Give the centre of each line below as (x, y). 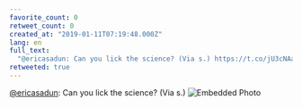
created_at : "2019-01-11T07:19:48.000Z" (86, 34)
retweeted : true (40, 68)
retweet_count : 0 (42, 26)
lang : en (26, 42)
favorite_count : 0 (44, 17)
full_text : (30, 51)
